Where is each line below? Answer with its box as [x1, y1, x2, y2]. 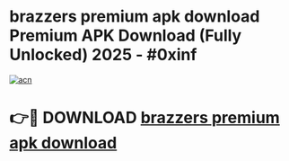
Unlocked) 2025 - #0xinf [9, 45, 197, 65]
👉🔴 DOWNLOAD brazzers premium [9, 108, 280, 128]
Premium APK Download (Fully [9, 25, 242, 46]
